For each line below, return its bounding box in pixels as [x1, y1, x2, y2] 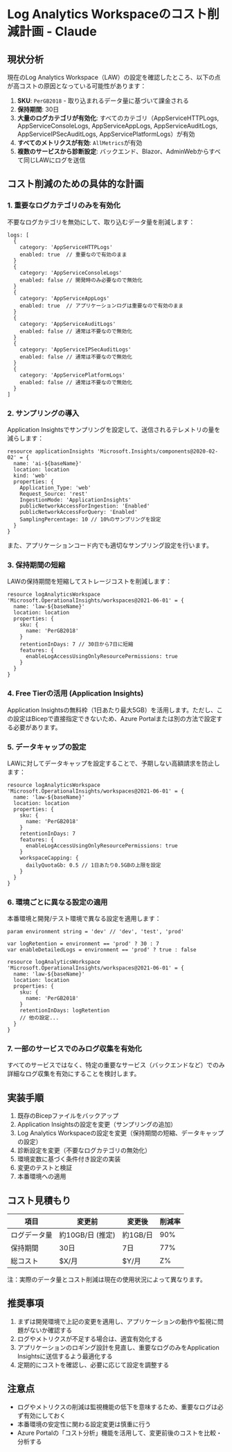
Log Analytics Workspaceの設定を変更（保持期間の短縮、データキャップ [17, 1129, 224, 1137]
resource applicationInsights [7, 448, 95, 455]
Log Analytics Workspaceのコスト [7, 6, 208, 22]
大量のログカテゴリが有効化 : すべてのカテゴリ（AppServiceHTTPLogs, [17, 114, 220, 122]
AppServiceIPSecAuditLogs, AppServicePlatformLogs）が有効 [17, 130, 195, 138]
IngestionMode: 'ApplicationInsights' [19, 496, 132, 503]
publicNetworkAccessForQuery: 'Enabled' [19, 508, 138, 515]
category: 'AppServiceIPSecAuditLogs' [19, 346, 132, 353]
